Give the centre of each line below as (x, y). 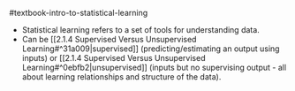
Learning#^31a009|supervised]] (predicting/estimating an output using (151, 49)
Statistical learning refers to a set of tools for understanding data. (141, 30)
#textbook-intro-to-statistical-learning (79, 13)
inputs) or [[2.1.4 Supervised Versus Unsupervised (113, 58)
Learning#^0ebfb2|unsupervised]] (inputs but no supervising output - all (154, 67)
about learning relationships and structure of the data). (121, 77)
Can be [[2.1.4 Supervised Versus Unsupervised (109, 39)
